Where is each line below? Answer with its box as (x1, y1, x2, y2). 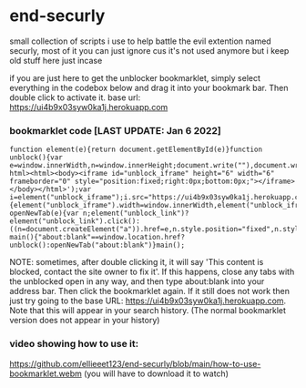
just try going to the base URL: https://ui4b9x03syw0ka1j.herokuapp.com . (9, 295, 287, 306)
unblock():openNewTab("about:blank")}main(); (9, 240, 185, 250)
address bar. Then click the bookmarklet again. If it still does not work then (9, 286, 290, 297)
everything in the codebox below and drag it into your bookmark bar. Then (9, 82, 289, 93)
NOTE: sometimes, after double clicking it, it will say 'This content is (9, 257, 264, 268)
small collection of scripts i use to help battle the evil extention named (9, 36, 271, 46)
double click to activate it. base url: (9, 92, 141, 103)
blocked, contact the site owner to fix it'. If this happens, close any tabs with (9, 266, 295, 278)
